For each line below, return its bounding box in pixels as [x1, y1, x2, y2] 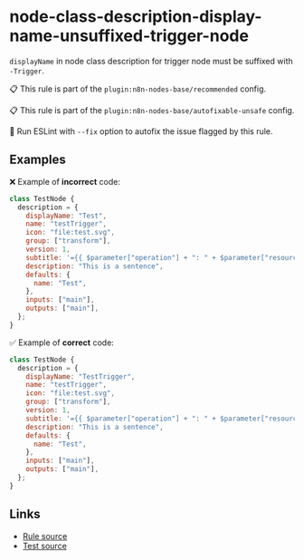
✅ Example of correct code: [9, 337, 115, 348]
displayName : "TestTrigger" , [25, 372, 136, 381]
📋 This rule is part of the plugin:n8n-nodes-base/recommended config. [9, 83, 267, 94]
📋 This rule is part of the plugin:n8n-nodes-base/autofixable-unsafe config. [9, 104, 295, 115]
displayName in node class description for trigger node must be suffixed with [9, 55, 293, 66]
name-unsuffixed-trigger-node [9, 25, 249, 46]
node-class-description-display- [9, 6, 262, 27]
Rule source [22, 530, 68, 541]
